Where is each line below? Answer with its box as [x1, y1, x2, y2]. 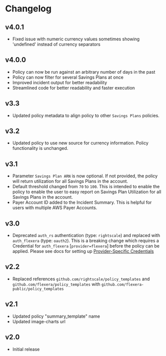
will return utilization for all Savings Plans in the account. [12, 178, 128, 184]
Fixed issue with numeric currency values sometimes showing [12, 36, 140, 42]
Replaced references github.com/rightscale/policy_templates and [12, 276, 150, 282]
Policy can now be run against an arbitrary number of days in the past [12, 69, 156, 75]
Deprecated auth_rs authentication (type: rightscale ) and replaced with [12, 233, 161, 238]
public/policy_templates [12, 286, 64, 291]
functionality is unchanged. [12, 145, 69, 151]
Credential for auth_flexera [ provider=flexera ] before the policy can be [12, 243, 160, 249]
